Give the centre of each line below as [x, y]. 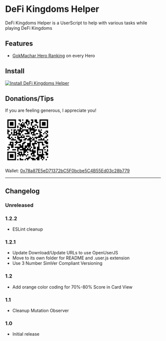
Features [19, 44]
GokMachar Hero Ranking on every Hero [54, 55]
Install [15, 71]
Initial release [26, 334]
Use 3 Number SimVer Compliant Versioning [57, 263]
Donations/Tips [30, 98]
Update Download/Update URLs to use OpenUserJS [65, 253]
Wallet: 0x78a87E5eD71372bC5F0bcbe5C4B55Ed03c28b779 [67, 171]
